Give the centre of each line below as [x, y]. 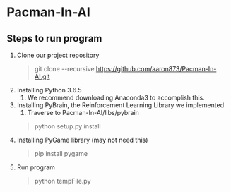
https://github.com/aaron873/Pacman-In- [156, 69]
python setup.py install [67, 126]
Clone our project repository [58, 55]
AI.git [42, 76]
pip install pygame [61, 154]
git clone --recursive [64, 69]
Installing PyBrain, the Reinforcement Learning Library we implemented [120, 105]
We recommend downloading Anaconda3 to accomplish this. [116, 97]
